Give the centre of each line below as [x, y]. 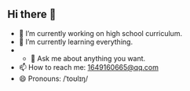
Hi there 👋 [32, 15]
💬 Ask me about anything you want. [88, 58]
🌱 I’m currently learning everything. [76, 42]
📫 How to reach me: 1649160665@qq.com [88, 67]
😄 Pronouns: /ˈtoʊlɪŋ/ [53, 78]
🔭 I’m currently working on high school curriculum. [100, 33]
